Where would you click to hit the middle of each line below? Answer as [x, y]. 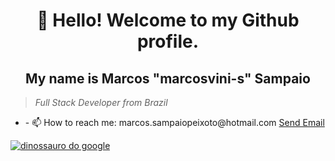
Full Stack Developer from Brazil [101, 102]
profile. [168, 41]
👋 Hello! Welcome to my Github [168, 20]
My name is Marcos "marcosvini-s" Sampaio [168, 78]
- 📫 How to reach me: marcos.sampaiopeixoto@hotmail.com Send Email [174, 122]
